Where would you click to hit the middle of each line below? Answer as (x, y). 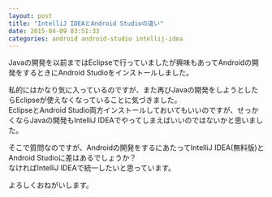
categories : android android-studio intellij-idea (96, 39)
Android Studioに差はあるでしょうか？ (73, 158)
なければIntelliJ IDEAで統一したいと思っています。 (92, 168)
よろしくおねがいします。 (51, 185)
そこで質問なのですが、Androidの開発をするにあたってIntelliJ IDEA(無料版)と (136, 148)
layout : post (30, 16)
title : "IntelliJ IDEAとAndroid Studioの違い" (86, 24)
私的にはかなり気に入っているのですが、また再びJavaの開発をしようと (127, 90)
